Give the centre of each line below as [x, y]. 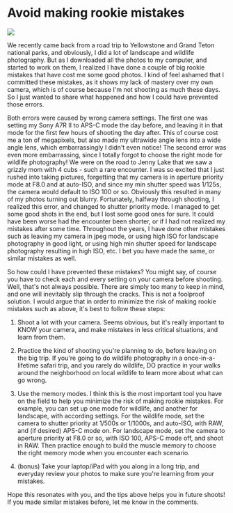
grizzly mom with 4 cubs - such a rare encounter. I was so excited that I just [116, 169]
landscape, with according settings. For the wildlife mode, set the [111, 416]
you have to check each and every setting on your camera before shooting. [115, 279]
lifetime [28, 365]
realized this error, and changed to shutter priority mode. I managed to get [114, 206]
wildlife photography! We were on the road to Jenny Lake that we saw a [110, 162]
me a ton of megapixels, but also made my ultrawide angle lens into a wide [114, 140]
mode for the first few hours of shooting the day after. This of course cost [113, 132]
